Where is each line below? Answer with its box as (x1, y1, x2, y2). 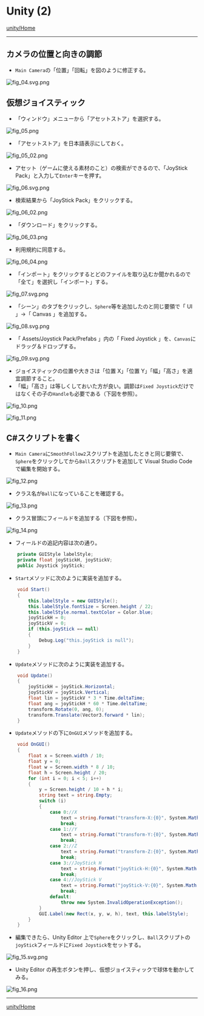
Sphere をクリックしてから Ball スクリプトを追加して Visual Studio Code (15, 458, 192, 465)
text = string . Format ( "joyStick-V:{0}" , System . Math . (60, 882, 200, 889)
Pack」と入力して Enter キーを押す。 (15, 172, 105, 179)
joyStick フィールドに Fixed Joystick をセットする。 (15, 941, 144, 949)
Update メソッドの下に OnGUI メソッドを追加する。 (15, 730, 136, 737)
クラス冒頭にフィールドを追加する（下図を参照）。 (15, 515, 141, 522)
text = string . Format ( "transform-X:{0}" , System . (60, 814, 189, 821)
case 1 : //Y (49, 826, 78, 832)
